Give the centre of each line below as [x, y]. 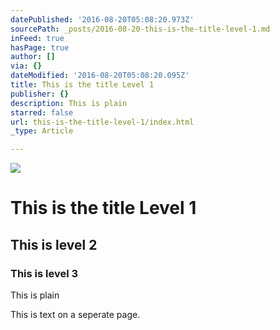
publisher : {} [40, 94]
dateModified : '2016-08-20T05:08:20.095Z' [100, 76]
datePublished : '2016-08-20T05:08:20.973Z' [102, 19]
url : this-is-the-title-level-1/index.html [102, 122]
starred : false [42, 112]
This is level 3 [44, 273]
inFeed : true [37, 38]
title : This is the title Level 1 [82, 85]
